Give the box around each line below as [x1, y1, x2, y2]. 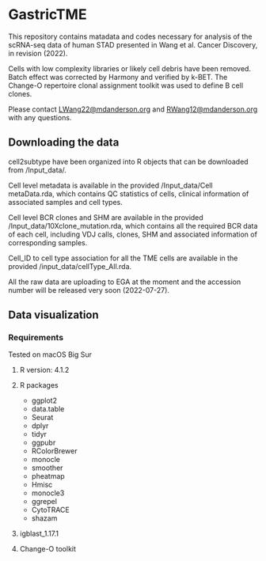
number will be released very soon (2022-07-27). [8, 285, 170, 294]
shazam [31, 514, 58, 523]
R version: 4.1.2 [19, 366, 70, 375]
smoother [31, 463, 63, 472]
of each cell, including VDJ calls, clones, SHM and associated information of [8, 229, 257, 239]
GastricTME [8, 6, 87, 24]
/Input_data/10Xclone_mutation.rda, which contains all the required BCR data [8, 221, 258, 230]
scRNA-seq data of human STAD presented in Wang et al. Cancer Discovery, [8, 40, 258, 49]
